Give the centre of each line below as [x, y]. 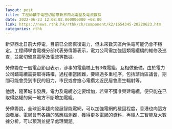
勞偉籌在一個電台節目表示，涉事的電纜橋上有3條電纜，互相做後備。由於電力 [85, 68]
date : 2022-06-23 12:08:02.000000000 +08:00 [53, 19]
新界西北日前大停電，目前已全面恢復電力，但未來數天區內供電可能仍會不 [81, 44]
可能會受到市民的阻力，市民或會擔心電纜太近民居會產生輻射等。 [77, 81]
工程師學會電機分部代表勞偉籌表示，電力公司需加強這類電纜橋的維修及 [88, 50]
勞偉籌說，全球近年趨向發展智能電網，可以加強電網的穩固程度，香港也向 [81, 109]
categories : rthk [24, 29]
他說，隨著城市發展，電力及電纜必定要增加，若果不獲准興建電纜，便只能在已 [86, 91]
